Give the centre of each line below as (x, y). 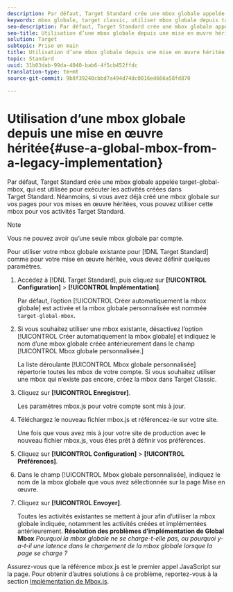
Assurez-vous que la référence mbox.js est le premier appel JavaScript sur (114, 567)
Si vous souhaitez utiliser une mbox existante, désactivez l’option (110, 329)
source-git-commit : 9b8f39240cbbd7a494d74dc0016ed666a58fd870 (99, 78)
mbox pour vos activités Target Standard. (66, 212)
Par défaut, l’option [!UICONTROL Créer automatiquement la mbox (112, 301)
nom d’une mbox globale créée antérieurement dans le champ (106, 344)
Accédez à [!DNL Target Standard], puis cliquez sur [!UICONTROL (112, 280)
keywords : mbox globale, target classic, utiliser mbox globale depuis (113, 20)
